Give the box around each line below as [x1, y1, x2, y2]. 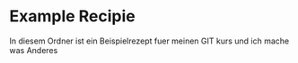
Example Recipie [9, 6, 136, 27]
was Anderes [9, 44, 58, 55]
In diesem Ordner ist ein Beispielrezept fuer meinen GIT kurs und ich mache [9, 35, 290, 46]
